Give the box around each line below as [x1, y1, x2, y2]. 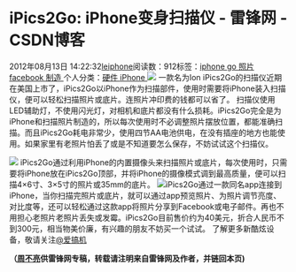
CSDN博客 [9, 30, 86, 50]
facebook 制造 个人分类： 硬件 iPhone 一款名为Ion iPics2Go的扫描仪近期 [9, 72, 283, 82]
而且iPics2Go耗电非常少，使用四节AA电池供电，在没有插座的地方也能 [24, 127, 278, 138]
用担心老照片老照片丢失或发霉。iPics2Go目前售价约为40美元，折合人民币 [9, 212, 277, 223]
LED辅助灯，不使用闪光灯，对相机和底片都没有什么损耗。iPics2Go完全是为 [9, 105, 282, 116]
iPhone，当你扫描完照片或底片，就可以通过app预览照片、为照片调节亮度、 [9, 190, 282, 200]
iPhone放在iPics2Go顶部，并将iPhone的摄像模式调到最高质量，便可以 [24, 168, 279, 178]
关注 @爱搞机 [39, 234, 87, 245]
